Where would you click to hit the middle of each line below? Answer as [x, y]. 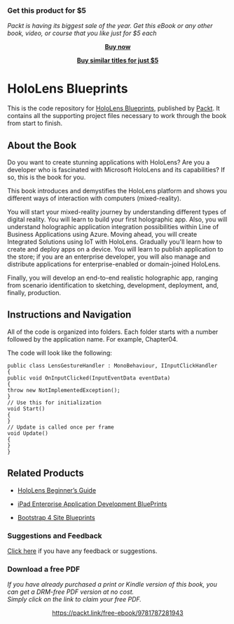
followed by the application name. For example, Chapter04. [93, 339]
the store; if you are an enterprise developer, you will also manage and [109, 257]
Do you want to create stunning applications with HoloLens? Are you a [109, 162]
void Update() [28, 433]
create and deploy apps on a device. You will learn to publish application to [116, 249]
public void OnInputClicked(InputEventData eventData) [89, 378]
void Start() [26, 409]
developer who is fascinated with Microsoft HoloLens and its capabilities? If [116, 170]
